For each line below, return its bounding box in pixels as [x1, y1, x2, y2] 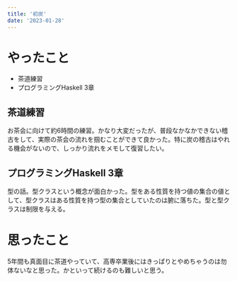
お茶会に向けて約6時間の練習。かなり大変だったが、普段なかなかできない [7, 126, 222, 135]
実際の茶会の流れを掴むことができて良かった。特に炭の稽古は [37, 136, 218, 144]
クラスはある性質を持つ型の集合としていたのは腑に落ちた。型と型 [31, 196, 224, 204]
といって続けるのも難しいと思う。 [69, 266, 168, 274]
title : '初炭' [7, 10, 47, 18]
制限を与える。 [25, 205, 69, 214]
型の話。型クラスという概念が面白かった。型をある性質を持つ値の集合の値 [7, 187, 224, 196]
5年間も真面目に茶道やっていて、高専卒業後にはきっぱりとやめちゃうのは [7, 257, 221, 265]
